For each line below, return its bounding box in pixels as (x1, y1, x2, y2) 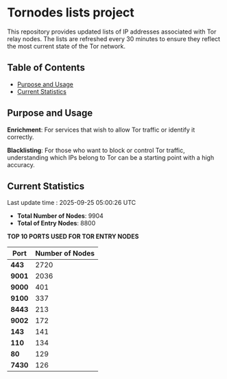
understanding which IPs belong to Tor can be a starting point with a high (7, 153, 215, 162)
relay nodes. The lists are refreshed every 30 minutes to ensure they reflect (7, 34, 221, 42)
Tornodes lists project (7, 5, 135, 21)
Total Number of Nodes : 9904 (16, 212, 104, 220)
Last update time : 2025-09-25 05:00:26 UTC (7, 199, 136, 207)
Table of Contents (7, 62, 86, 73)
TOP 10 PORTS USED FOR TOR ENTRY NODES (7, 232, 139, 241)
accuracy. (7, 160, 36, 169)
